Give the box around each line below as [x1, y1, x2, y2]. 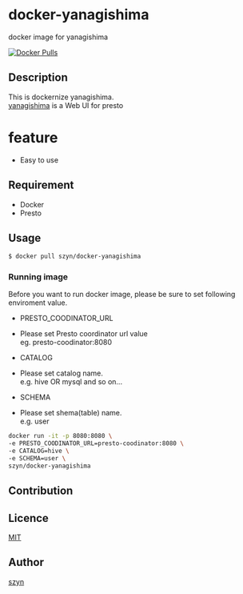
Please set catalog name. [19, 368, 104, 378]
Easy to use [19, 155, 58, 165]
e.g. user [19, 416, 50, 426]
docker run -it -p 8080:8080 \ [8, 432, 113, 440]
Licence [8, 511, 50, 525]
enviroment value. [8, 298, 68, 307]
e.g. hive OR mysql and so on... [19, 377, 122, 387]
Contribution [8, 484, 74, 498]
